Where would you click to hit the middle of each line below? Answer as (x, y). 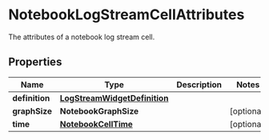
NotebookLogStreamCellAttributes (126, 15)
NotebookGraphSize (99, 111)
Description (199, 84)
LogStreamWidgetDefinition (114, 98)
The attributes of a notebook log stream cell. (82, 37)
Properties (35, 62)
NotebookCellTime (96, 124)
